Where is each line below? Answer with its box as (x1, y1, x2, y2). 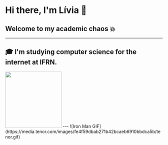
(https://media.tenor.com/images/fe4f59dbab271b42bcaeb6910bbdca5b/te (5, 128, 161, 134)
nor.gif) (5, 133, 20, 139)
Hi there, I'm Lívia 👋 (5, 4, 87, 16)
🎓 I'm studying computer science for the (5, 47, 137, 56)
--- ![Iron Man (62, 123, 91, 129)
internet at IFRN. (5, 58, 57, 66)
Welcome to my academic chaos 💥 (5, 24, 116, 33)
